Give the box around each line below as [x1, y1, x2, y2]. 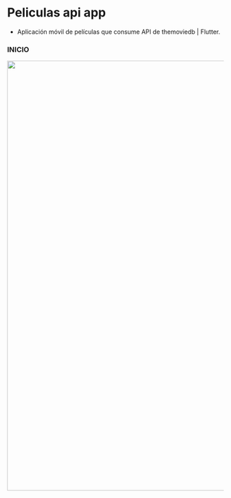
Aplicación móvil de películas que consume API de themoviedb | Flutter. [16, 28, 221, 36]
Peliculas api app [7, 5, 107, 21]
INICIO [7, 45, 30, 54]
